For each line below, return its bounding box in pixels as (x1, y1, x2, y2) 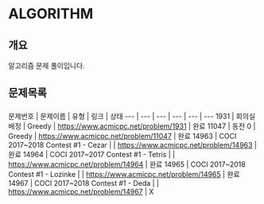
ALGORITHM (8, 5, 94, 23)
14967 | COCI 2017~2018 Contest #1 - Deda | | (8, 179, 160, 188)
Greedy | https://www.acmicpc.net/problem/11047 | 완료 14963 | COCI (8, 132, 237, 141)
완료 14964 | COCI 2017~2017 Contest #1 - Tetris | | (8, 150, 176, 160)
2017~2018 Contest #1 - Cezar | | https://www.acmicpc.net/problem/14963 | (8, 140, 257, 150)
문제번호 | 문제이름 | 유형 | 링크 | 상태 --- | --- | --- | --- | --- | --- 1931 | (8, 112, 235, 121)
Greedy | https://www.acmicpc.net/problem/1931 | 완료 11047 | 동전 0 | (27, 121, 256, 131)
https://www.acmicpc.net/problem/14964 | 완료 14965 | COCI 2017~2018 (8, 160, 247, 169)
